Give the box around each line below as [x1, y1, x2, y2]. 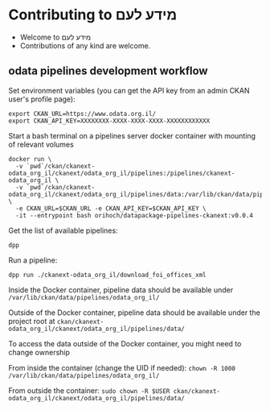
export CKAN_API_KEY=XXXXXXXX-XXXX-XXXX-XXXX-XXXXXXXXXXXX [8, 117, 211, 125]
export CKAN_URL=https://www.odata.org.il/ [8, 110, 157, 118]
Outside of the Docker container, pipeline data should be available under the [8, 308, 261, 317]
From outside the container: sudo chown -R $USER [8, 385, 170, 396]
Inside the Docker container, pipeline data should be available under [8, 284, 234, 295]
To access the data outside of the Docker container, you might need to [8, 338, 242, 348]
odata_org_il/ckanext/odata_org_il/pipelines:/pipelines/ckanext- [8, 169, 235, 177]
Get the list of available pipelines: [8, 226, 118, 235]
